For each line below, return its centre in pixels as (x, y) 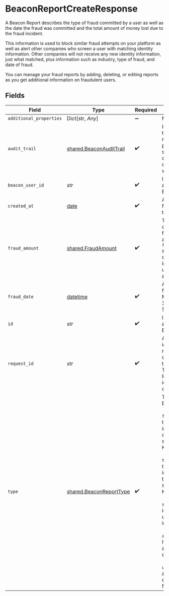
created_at (21, 206)
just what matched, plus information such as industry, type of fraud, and (80, 59)
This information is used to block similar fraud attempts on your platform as (83, 43)
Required (146, 110)
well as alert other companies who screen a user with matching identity (79, 48)
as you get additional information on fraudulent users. (61, 80)
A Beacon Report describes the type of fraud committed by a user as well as (84, 23)
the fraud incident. (24, 33)
